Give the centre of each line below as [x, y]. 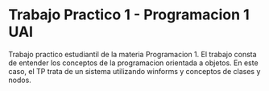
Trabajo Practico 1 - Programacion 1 [129, 15]
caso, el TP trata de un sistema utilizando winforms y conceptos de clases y [134, 71]
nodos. [20, 80]
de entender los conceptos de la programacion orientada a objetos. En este [134, 63]
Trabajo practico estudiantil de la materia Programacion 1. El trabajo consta [132, 54]
